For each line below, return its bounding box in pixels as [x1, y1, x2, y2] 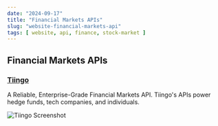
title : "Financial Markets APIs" [7, 16, 103, 23]
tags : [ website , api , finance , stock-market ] [7, 29, 146, 36]
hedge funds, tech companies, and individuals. [7, 97, 140, 106]
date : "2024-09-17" [7, 10, 63, 17]
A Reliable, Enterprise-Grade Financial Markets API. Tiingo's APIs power [7, 90, 211, 99]
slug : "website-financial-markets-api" [7, 23, 122, 29]
